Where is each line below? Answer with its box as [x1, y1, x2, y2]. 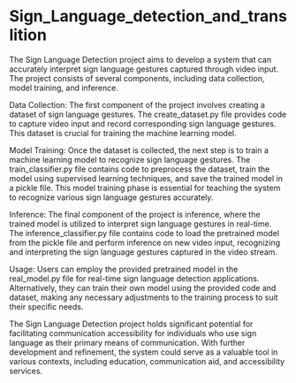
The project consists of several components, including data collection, [9, 73, 265, 83]
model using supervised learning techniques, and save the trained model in [9, 172, 283, 183]
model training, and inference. [9, 82, 119, 93]
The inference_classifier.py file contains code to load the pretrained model [9, 227, 280, 238]
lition [9, 25, 47, 45]
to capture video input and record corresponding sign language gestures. [9, 118, 277, 129]
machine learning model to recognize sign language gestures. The [9, 154, 251, 165]
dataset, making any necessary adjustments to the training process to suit [9, 292, 278, 303]
